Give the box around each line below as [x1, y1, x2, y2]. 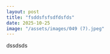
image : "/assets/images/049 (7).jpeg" [6, 25, 105, 32]
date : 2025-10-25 [6, 20, 50, 26]
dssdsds [6, 42, 28, 49]
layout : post [6, 8, 40, 15]
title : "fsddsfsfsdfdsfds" [6, 14, 75, 20]
